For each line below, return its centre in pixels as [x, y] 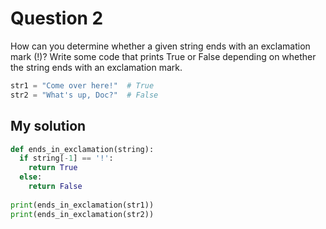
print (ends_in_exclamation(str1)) [82, 205]
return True [53, 168]
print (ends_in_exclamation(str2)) [82, 214]
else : [31, 177]
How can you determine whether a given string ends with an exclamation [160, 46]
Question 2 [57, 18]
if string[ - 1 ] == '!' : [66, 158]
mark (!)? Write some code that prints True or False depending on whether [163, 56]
